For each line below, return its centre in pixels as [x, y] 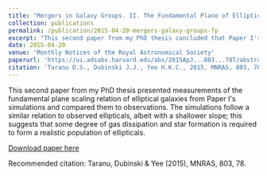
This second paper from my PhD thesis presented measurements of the [126, 90]
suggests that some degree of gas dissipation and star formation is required [132, 123]
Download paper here [44, 147]
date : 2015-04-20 [37, 45]
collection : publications [51, 23]
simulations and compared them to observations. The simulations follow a [129, 107]
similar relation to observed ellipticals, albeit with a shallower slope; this [125, 115]
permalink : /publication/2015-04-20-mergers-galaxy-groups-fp [113, 30]
